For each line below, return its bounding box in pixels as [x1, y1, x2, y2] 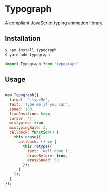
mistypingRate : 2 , [9, 125, 48, 130]
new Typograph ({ [5, 93, 39, 98]
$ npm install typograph [5, 47, 57, 53]
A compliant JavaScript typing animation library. [5, 20, 104, 26]
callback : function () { [9, 130, 59, 135]
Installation [5, 34, 41, 43]
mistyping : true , [9, 121, 46, 126]
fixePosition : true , [9, 111, 52, 116]
